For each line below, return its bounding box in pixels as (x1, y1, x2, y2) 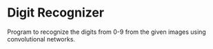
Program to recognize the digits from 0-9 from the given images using (7, 28, 207, 36)
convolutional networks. (7, 35, 76, 43)
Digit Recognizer (7, 5, 105, 21)
